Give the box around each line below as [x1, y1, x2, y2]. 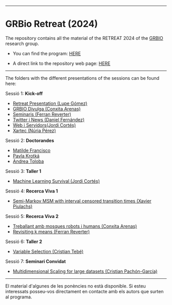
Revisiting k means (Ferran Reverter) [12, 228, 90, 234]
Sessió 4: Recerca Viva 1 [5, 188, 58, 194]
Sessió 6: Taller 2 [5, 238, 42, 245]
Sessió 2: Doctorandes [5, 137, 55, 143]
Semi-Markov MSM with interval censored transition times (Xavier [12, 198, 152, 204]
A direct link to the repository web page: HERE [12, 60, 111, 67]
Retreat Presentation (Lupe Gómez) [12, 100, 88, 106]
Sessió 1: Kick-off [5, 90, 43, 96]
